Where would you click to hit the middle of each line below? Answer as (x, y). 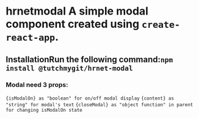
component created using (73, 24)
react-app (31, 38)
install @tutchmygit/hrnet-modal (70, 68)
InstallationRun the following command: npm (89, 59)
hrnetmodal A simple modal (77, 11)
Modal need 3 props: (37, 84)
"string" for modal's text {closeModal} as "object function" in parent (99, 104)
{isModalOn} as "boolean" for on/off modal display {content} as (90, 98)
